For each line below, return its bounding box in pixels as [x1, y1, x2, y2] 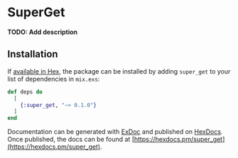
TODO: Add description [7, 28, 78, 36]
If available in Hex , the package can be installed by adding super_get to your [7, 67, 231, 75]
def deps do [7, 88, 43, 96]
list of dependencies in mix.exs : [7, 74, 100, 83]
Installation [7, 48, 58, 60]
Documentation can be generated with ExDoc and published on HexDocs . [7, 128, 223, 136]
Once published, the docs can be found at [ [7, 135, 135, 144]
